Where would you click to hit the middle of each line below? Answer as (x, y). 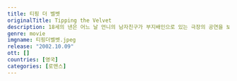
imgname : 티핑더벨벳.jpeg (42, 40)
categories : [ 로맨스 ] (37, 66)
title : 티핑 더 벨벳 (34, 14)
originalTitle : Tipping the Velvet (60, 20)
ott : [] (19, 54)
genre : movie (26, 33)
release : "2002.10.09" (41, 46)
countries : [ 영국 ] (33, 60)
